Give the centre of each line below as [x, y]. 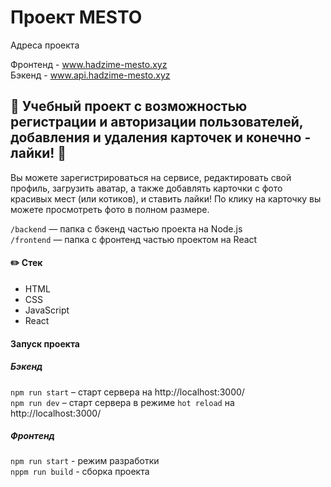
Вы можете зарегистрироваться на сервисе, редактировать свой [151, 177]
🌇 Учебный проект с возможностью [129, 106]
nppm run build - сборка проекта [80, 472]
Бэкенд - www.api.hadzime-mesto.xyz [90, 75]
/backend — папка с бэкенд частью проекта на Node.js [126, 228]
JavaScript [47, 310]
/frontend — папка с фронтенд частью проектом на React [134, 239]
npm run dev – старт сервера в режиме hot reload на [122, 402]
